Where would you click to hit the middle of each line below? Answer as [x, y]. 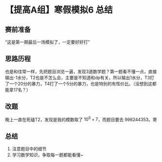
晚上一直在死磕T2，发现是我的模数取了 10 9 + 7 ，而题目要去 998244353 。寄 [81, 119]
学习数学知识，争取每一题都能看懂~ [48, 155]
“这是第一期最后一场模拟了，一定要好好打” [47, 42]
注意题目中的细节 [29, 149]
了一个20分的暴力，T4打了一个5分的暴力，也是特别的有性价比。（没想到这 [79, 84]
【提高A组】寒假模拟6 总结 [59, 10]
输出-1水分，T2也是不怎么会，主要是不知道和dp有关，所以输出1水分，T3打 [80, 77]
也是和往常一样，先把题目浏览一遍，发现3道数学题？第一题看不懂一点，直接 [81, 72]
